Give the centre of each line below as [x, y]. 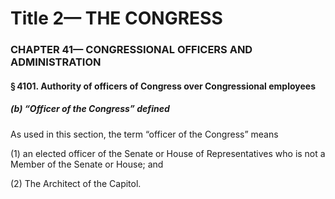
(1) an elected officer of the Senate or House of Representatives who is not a [168, 153]
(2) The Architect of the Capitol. [76, 183]
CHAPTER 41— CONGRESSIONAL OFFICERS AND [131, 50]
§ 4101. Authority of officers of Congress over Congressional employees [163, 86]
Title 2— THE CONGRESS [116, 18]
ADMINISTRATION [56, 62]
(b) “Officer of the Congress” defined [90, 109]
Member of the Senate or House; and [87, 164]
